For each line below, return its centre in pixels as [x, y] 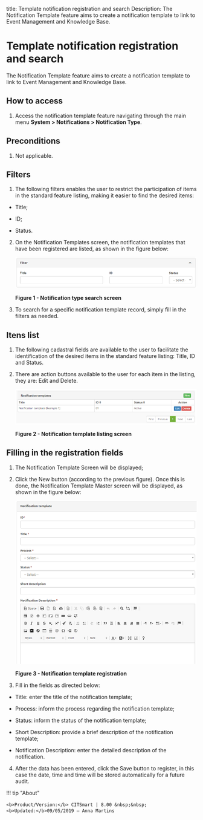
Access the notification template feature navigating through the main [100, 116]
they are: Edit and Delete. [47, 381]
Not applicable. [34, 155]
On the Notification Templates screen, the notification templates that [100, 242]
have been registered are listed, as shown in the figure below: [92, 249]
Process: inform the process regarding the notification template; [95, 708]
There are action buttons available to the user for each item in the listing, [105, 374]
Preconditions [33, 141]
